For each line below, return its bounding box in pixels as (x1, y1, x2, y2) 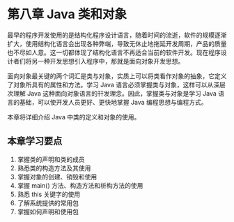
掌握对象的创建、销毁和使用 (17, 172, 97, 181)
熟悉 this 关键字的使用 (17, 190, 81, 198)
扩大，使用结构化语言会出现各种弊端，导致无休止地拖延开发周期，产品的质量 (7, 39, 227, 47)
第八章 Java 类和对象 (7, 6, 127, 22)
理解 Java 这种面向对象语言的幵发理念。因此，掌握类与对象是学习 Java (13, 89, 217, 98)
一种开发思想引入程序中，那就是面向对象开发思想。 (37, 57, 185, 65)
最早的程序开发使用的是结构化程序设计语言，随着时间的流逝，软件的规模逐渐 (7, 31, 227, 39)
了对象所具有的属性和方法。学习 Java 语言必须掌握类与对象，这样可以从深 (7, 80, 220, 89)
